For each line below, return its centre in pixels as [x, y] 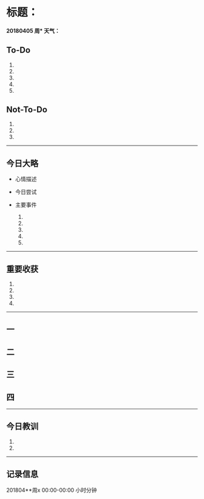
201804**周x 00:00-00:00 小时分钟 [52, 490]
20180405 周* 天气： [33, 30]
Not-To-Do [27, 109]
